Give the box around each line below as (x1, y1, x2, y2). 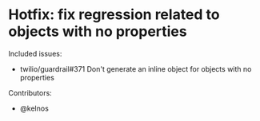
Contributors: (8, 88, 52, 97)
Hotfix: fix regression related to (8, 6, 220, 24)
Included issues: (8, 49, 62, 58)
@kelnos (19, 103, 50, 113)
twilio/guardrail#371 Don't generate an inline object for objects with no (19, 64, 252, 73)
